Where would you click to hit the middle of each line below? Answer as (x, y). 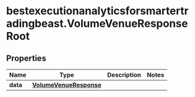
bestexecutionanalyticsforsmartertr (97, 11)
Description (124, 75)
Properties (26, 58)
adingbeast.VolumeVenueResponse (97, 24)
